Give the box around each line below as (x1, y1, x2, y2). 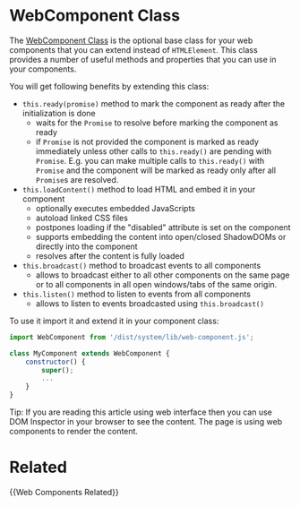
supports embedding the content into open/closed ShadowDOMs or (35, 231, 287, 242)
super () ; (41, 365, 74, 374)
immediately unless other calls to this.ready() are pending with (35, 145, 272, 157)
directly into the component (35, 241, 138, 252)
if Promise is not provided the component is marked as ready (35, 136, 260, 147)
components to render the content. (9, 426, 139, 437)
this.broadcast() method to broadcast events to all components (21, 260, 261, 270)
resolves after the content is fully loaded (35, 250, 185, 261)
